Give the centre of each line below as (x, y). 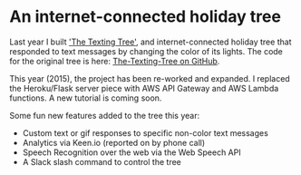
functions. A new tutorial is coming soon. (86, 98)
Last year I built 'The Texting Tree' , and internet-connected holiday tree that (150, 42)
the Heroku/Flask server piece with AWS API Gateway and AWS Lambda (144, 88)
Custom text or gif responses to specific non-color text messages (146, 132)
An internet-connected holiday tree (145, 17)
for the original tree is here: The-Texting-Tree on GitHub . (115, 61)
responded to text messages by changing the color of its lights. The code (146, 51)
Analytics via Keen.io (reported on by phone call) (114, 142)
